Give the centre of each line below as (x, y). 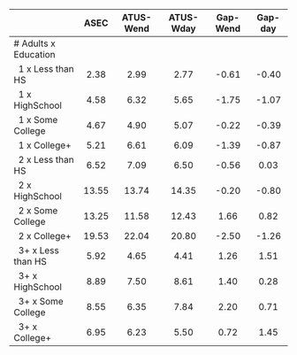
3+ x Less (38, 250)
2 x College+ (45, 236)
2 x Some (38, 210)
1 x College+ (45, 145)
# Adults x (34, 43)
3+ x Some (41, 301)
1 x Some (38, 120)
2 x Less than (46, 160)
